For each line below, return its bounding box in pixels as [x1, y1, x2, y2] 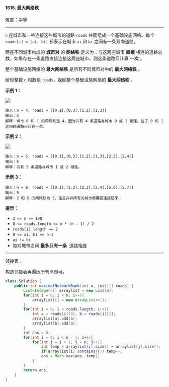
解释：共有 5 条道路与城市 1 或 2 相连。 [5, 165, 82, 170]
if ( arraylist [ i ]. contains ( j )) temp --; [41, 349, 123, 354]
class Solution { [5, 279, 42, 284]
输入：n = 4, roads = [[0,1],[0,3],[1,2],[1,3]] [5, 108, 107, 113]
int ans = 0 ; [23, 330, 51, 335]
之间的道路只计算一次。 [5, 124, 47, 129]
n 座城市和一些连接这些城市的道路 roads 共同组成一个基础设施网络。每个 [5, 32, 155, 38]
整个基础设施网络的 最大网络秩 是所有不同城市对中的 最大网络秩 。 [5, 66, 142, 72]
